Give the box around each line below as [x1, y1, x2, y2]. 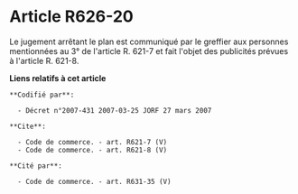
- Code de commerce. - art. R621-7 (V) [17, 137, 168, 146]
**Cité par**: [9, 161, 63, 171]
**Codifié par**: [9, 90, 75, 99]
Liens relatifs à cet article [9, 72, 107, 83]
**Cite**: [9, 122, 47, 131]
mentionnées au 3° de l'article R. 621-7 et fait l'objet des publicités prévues [9, 45, 289, 56]
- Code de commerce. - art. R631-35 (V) [17, 177, 172, 186]
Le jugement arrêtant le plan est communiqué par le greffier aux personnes [9, 36, 289, 47]
